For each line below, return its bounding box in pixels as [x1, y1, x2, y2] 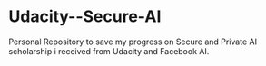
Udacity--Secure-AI [8, 6, 162, 27]
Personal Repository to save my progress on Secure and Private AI [8, 36, 258, 47]
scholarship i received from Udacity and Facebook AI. [8, 45, 210, 56]
